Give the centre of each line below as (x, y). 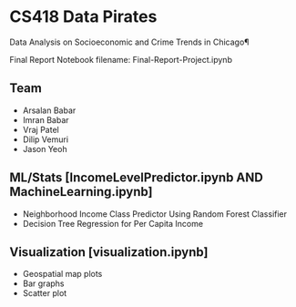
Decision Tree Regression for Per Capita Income (112, 223)
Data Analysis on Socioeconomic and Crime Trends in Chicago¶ (129, 42)
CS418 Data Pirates (83, 17)
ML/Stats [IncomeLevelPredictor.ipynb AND (137, 178)
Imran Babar (46, 119)
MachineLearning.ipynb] (81, 192)
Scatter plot (45, 293)
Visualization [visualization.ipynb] (109, 252)
